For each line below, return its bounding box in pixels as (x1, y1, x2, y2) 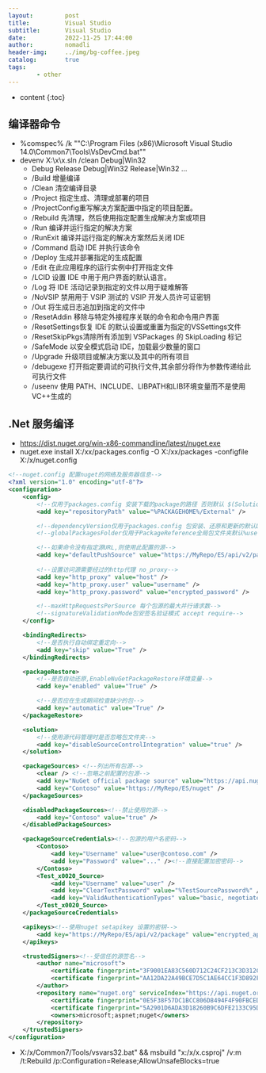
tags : (8, 63, 26, 71)
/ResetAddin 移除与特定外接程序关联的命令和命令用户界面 (31, 312, 220, 322)
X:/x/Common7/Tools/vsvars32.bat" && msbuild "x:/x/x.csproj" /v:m (19, 1048, 241, 1057)
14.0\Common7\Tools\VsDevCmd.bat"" (19, 148, 146, 157)
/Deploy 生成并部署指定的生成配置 (31, 253, 142, 263)
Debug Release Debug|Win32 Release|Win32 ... (31, 164, 188, 174)
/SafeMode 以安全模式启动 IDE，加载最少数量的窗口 (31, 342, 201, 351)
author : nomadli (8, 41, 90, 49)
